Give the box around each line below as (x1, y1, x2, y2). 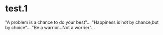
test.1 (5, 3, 28, 14)
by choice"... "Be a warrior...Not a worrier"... (5, 24, 95, 30)
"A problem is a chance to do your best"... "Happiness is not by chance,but (5, 19, 159, 25)
